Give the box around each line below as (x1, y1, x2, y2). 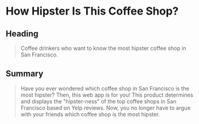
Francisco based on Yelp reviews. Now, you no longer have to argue (20, 104, 191, 111)
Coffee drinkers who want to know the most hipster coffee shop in (20, 44, 186, 52)
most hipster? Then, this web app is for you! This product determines (20, 91, 194, 98)
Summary (5, 69, 44, 79)
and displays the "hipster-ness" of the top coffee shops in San (20, 97, 177, 105)
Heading (5, 29, 39, 39)
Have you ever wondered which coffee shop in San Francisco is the (20, 84, 189, 92)
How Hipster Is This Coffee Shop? (5, 4, 179, 18)
